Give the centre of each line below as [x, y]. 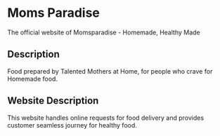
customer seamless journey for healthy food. [72, 125]
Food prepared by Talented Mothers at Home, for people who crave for [110, 71]
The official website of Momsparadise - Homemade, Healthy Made [104, 32]
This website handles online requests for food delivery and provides [106, 118]
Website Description [53, 101]
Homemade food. [33, 79]
